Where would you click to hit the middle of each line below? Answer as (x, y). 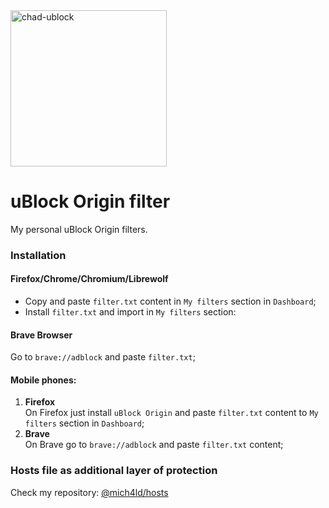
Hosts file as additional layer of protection (114, 471)
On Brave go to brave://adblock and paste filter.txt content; (154, 445)
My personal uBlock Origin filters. (79, 229)
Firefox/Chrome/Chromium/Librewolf (89, 279)
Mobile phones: (43, 380)
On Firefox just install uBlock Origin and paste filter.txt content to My (171, 413)
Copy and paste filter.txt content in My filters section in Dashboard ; (170, 301)
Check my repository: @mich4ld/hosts (89, 492)
